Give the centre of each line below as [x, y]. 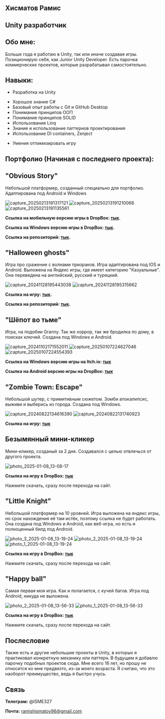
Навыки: [19, 80]
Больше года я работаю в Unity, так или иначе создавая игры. [72, 54]
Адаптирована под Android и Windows [46, 193]
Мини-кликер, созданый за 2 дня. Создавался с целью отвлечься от [79, 451]
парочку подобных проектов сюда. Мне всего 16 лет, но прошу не [76, 663]
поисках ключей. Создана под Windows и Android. [59, 337]
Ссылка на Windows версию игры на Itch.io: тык [58, 362]
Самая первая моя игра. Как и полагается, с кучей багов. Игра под [77, 591]
